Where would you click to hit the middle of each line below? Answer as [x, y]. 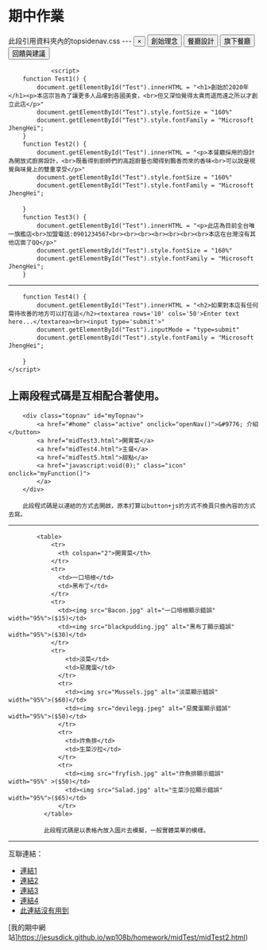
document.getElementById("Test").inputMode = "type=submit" [138, 330]
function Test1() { [55, 79]
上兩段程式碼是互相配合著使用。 [87, 396]
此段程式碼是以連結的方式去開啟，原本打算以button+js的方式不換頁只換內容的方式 [139, 506]
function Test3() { [55, 217]
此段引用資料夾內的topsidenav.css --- [70, 41]
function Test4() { [55, 297]
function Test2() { [55, 144]
